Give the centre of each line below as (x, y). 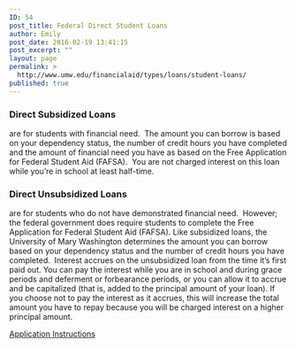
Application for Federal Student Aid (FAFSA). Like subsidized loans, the (138, 232)
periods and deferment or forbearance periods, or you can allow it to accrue (148, 279)
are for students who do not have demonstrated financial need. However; (144, 213)
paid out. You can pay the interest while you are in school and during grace (146, 270)
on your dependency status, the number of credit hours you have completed (148, 143)
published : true (39, 83)
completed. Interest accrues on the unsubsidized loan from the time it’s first (148, 260)
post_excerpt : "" (41, 50)
